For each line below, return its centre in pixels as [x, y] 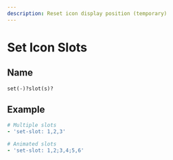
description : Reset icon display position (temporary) [87, 13]
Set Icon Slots [47, 47]
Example [26, 110]
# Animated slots [32, 144]
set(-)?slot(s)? [30, 89]
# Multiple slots [32, 125]
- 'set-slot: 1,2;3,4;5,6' [46, 151]
